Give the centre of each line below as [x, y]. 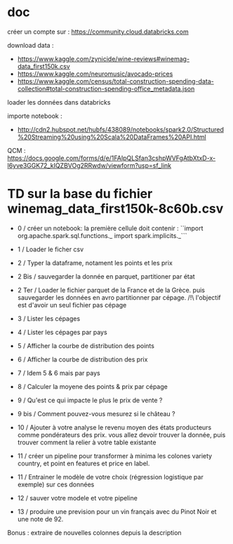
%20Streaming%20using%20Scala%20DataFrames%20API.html [112, 137]
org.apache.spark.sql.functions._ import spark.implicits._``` [102, 235]
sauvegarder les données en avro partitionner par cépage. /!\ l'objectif [119, 297]
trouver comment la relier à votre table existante [87, 442]
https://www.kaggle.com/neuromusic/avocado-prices [95, 74]
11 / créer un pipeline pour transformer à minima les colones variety [115, 456]
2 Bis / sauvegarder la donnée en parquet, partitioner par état [106, 276]
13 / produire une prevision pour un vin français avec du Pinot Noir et [117, 511]
